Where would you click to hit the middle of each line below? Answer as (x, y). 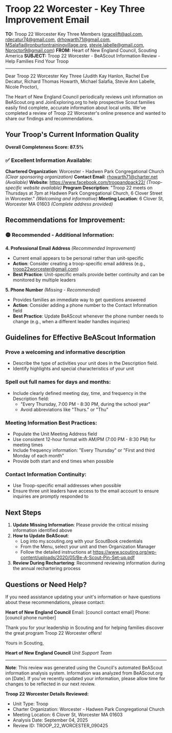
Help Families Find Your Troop (37, 61)
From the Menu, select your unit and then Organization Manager (88, 547)
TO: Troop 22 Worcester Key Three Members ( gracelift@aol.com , (74, 34)
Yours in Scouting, (25, 643)
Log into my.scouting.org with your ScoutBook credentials (81, 541)
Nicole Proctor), (22, 87)
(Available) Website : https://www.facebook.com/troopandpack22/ (76, 182)
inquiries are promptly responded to (50, 496)
